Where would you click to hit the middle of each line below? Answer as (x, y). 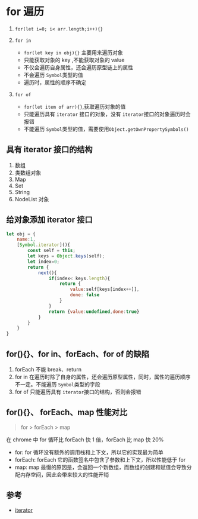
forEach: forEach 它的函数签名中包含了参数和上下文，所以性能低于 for (100, 459)
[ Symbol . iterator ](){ (43, 245)
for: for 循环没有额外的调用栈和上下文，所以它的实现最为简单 (89, 452)
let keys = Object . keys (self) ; (66, 256)
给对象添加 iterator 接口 (50, 220)
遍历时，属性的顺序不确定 (55, 82)
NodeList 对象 (32, 199)
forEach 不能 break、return (48, 369)
